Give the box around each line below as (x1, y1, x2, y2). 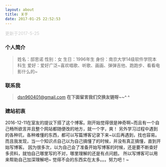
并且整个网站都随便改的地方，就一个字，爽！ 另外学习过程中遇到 (26, 126, 158, 132)
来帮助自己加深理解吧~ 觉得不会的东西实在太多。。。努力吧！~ (5, 157, 129, 163)
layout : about (5, 7, 35, 12)
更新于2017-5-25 (5, 31, 40, 36)
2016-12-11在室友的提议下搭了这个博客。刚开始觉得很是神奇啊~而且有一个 (5, 120, 156, 126)
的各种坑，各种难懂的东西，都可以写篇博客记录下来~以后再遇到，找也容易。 (5, 132, 160, 138)
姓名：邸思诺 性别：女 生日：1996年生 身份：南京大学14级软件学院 (17, 56, 153, 62)
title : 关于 (5, 12, 28, 17)
